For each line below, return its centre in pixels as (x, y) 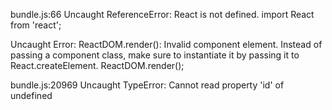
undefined (31, 95)
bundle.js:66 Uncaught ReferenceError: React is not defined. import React (162, 14)
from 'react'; (36, 25)
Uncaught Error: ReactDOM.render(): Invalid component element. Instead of (166, 44)
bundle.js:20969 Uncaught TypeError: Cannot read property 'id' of (147, 85)
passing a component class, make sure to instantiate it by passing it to (155, 55)
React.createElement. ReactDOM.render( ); (97, 65)
